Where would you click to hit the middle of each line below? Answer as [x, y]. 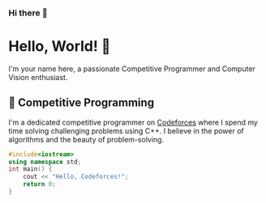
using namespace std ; [45, 162]
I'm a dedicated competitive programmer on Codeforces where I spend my [133, 122]
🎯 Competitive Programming [82, 103]
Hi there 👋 [28, 13]
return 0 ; [40, 184]
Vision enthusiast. [38, 77]
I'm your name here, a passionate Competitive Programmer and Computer [132, 69]
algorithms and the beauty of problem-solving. [86, 139]
